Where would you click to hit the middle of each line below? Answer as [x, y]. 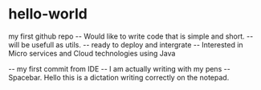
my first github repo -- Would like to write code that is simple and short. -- [131, 36]
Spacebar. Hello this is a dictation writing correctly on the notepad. [119, 77]
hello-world [48, 14]
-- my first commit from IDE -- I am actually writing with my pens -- [119, 68]
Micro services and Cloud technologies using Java [92, 53]
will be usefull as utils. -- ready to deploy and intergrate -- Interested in [126, 44]
